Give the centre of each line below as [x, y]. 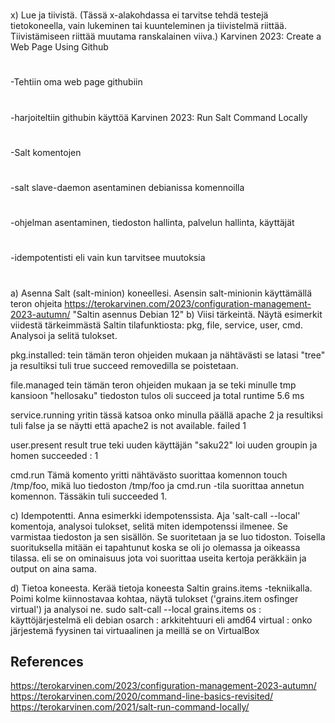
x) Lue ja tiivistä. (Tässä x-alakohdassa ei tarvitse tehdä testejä [139, 15]
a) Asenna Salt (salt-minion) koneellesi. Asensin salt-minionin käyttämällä [161, 293]
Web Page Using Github [59, 47]
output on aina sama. [53, 568]
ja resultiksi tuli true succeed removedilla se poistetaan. [124, 365]
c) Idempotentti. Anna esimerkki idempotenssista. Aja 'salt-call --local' [155, 515]
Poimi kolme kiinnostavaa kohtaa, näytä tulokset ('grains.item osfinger [154, 598]
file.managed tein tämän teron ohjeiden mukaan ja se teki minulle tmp [153, 385]
